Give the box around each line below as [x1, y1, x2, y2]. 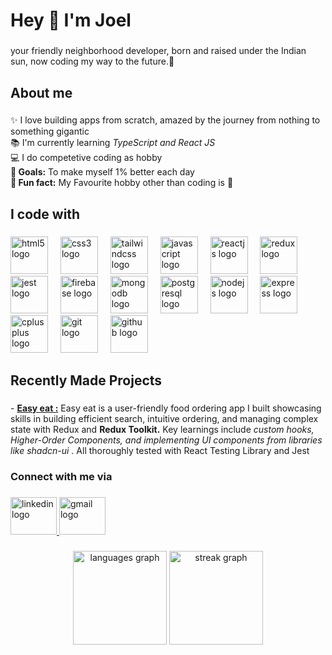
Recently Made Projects [10, 372, 163, 389]
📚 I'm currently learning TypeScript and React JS [10, 137, 216, 149]
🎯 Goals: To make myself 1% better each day [10, 166, 195, 178]
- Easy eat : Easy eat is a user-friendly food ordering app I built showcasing [10, 402, 322, 414]
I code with [10, 205, 81, 223]
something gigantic [10, 125, 90, 138]
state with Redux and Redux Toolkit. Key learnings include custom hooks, [10, 424, 315, 436]
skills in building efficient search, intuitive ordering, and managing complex [10, 413, 319, 425]
